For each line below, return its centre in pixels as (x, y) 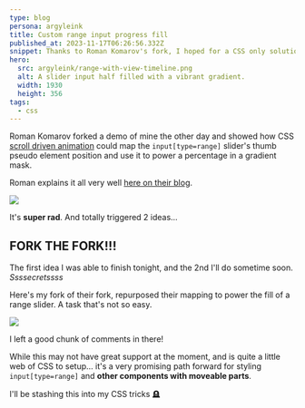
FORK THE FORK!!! (63, 246)
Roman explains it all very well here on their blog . (101, 183)
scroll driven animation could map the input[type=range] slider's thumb (143, 146)
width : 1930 (40, 85)
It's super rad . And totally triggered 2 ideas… (94, 218)
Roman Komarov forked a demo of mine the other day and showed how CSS (152, 136)
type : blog (30, 18)
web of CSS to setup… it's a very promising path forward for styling (135, 366)
